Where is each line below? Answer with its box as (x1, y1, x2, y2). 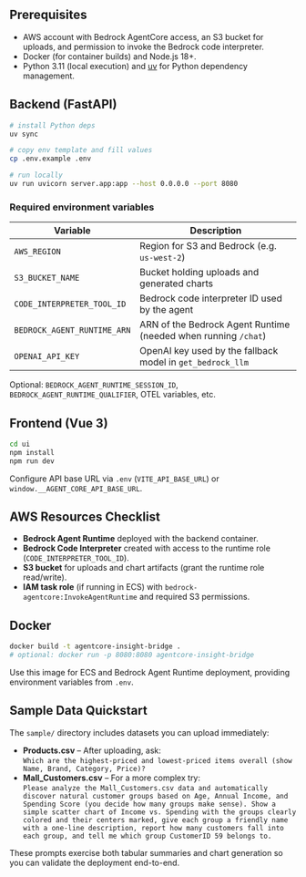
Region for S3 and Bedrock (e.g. (139, 240, 278, 253)
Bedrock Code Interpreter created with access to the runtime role (22, 542, 271, 554)
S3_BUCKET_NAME (14, 273, 80, 284)
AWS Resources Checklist (9, 510, 161, 524)
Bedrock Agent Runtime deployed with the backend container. (22, 533, 259, 544)
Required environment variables (9, 201, 155, 213)
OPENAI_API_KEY (14, 351, 80, 362)
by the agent (139, 304, 194, 316)
